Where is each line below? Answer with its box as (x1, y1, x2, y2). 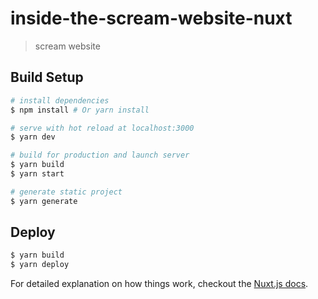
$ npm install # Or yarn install (10, 105, 150, 115)
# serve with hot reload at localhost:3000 (10, 123, 195, 133)
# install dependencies (10, 95, 110, 106)
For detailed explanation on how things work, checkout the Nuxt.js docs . (10, 278, 309, 290)
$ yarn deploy (10, 260, 70, 270)
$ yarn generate (10, 196, 78, 206)
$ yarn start (10, 169, 65, 179)
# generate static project (10, 187, 123, 197)
